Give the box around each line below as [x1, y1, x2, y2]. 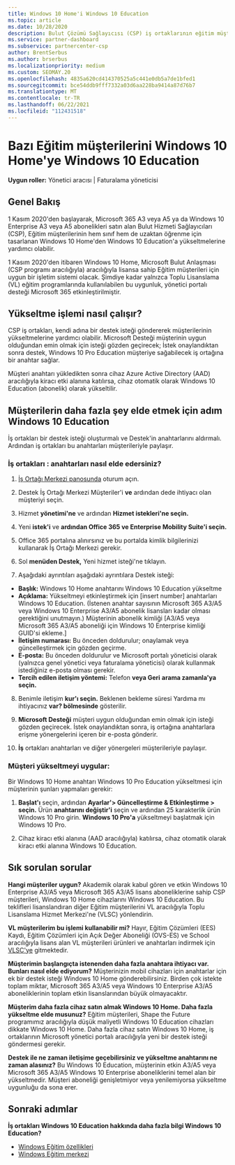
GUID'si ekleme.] [17, 629, 67, 637]
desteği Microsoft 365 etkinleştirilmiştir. [8, 287, 121, 296]
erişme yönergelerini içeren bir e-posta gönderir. [17, 730, 158, 739]
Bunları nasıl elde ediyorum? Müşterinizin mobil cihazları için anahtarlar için [8, 967, 227, 975]
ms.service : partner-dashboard [8, 36, 99, 43]
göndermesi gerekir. [8, 1039, 66, 1048]
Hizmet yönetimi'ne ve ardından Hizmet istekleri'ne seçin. [17, 509, 189, 518]
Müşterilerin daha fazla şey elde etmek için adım [8, 405, 222, 417]
